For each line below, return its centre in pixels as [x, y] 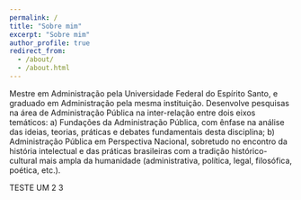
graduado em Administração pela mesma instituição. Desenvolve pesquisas [150, 103]
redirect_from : [38, 51]
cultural [23, 160]
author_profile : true [50, 43]
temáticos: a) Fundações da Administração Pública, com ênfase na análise [147, 122]
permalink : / [34, 18]
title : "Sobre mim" [46, 26]
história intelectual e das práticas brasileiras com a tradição [120, 150]
